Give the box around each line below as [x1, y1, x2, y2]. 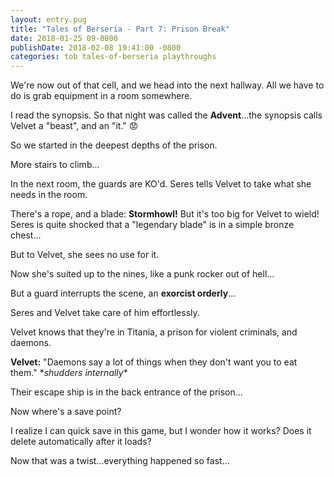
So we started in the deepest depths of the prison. [10, 139, 218, 151]
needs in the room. [10, 189, 88, 201]
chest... [10, 229, 42, 241]
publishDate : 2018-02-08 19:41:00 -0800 [10, 42, 182, 53]
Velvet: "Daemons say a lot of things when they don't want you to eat [10, 356, 298, 368]
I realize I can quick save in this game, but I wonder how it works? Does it [10, 425, 312, 437]
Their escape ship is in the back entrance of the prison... [10, 386, 243, 398]
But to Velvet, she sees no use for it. [10, 249, 160, 261]
